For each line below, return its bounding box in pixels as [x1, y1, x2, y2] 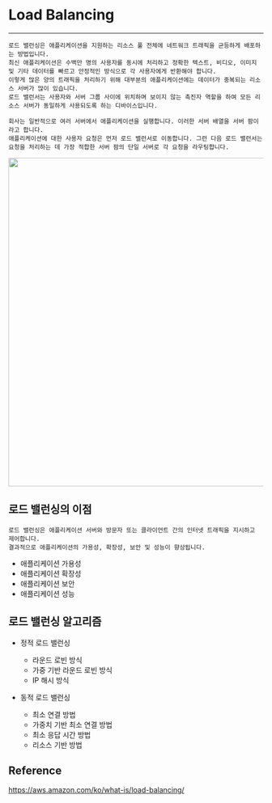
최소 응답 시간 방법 [32, 729, 91, 739]
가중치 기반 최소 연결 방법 [32, 720, 113, 729]
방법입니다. [17, 50, 49, 58]
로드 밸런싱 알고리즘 [8, 615, 102, 628]
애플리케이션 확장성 [19, 568, 82, 578]
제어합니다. [8, 535, 40, 543]
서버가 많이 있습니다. [17, 84, 79, 92]
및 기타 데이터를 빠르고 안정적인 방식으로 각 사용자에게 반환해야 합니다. [8, 67, 217, 75]
